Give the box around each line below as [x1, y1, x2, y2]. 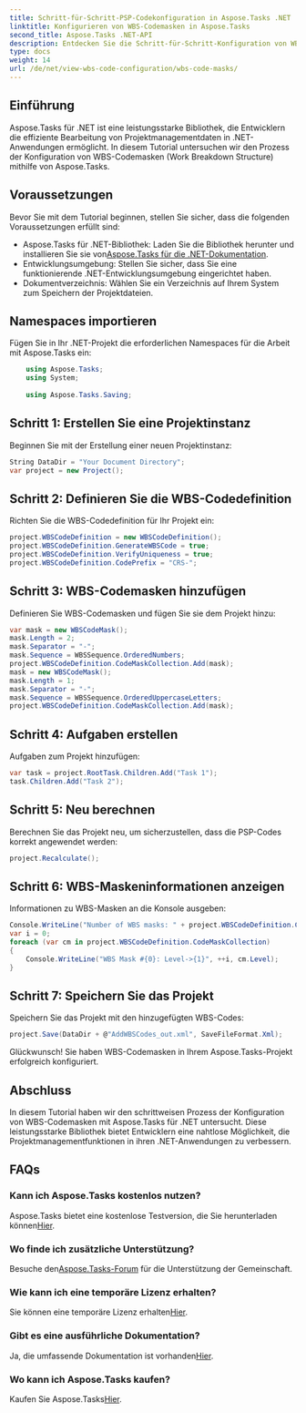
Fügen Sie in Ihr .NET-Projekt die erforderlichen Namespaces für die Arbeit [9, 338, 291, 349]
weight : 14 [9, 56, 51, 65]
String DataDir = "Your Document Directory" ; [9, 457, 185, 466]
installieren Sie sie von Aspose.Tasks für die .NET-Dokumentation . [22, 248, 269, 260]
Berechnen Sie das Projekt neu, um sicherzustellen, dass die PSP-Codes [9, 826, 282, 837]
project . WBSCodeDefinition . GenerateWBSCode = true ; [9, 541, 209, 551]
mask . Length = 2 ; [9, 634, 76, 643]
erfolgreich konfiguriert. [9, 1056, 99, 1067]
